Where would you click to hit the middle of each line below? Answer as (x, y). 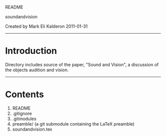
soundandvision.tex (32, 129)
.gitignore (22, 113)
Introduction (31, 51)
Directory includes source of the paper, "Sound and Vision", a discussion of (82, 64)
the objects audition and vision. (37, 70)
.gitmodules (24, 119)
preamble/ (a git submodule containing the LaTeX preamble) (73, 124)
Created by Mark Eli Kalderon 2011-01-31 (46, 26)
